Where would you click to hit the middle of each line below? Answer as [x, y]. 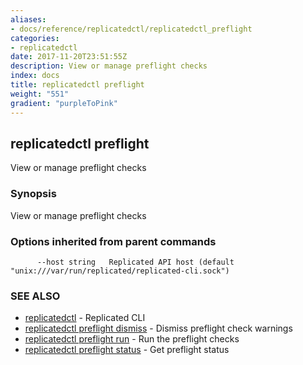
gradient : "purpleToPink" [64, 103]
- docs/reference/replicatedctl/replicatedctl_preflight [131, 29]
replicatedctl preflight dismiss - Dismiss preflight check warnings [158, 328]
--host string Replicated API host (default [135, 262]
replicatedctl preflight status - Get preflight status [127, 350]
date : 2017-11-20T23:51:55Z [69, 57]
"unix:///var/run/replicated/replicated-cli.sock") [120, 271]
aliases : [28, 19]
